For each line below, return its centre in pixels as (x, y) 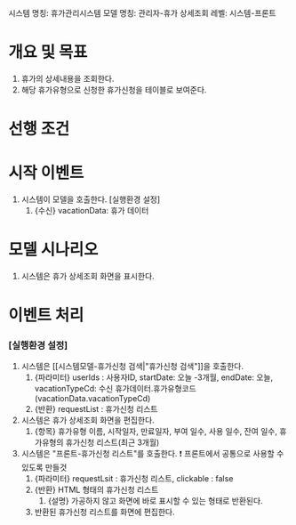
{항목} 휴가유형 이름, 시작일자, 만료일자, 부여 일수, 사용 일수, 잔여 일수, (156, 432)
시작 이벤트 (46, 173)
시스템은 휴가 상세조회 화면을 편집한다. (88, 420)
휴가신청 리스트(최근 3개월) (112, 442)
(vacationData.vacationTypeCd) (92, 399)
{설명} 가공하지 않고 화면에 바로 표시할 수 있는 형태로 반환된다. (155, 501)
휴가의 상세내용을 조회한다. (68, 78)
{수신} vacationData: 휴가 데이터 (92, 211)
